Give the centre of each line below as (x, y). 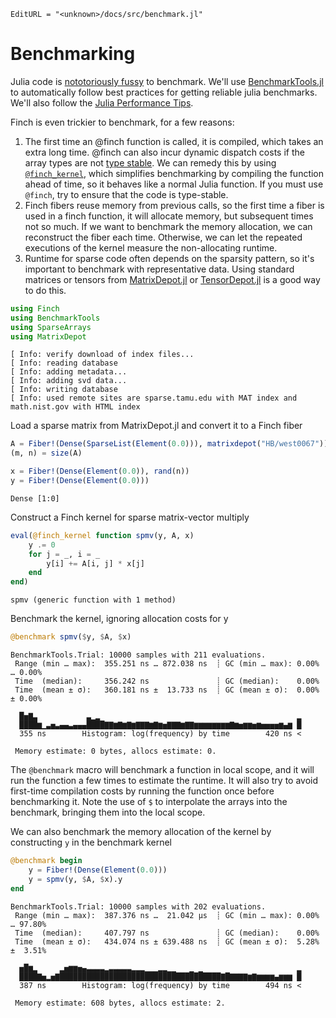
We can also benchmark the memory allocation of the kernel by (141, 832)
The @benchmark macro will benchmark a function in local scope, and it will (162, 770)
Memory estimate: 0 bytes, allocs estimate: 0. (115, 751)
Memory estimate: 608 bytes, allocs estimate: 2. (120, 1003)
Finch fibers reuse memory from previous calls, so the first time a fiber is (174, 205)
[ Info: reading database (64, 363)
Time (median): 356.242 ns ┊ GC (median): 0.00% (167, 681)
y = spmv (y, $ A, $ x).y (75, 879)
